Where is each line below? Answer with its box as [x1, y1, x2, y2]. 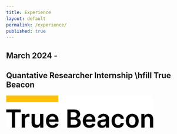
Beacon [6, 80, 35, 90]
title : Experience [6, 9, 51, 15]
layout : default [6, 15, 46, 22]
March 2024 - [6, 51, 58, 61]
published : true [6, 28, 46, 34]
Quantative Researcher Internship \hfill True [6, 71, 172, 81]
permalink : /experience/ [6, 22, 67, 28]
